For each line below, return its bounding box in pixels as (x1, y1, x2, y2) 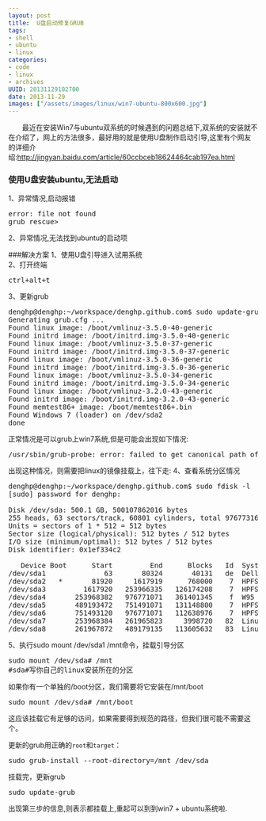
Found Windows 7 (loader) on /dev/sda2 (8, 410, 163, 420)
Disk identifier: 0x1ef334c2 (8, 545, 121, 555)
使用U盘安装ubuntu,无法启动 (8, 174, 119, 185)
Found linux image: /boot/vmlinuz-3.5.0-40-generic (8, 323, 214, 333)
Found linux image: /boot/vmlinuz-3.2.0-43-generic (8, 387, 214, 396)
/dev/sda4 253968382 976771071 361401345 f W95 (8, 593, 255, 602)
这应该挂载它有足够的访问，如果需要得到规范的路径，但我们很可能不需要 (8, 714, 244, 724)
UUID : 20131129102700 (8, 85, 80, 94)
